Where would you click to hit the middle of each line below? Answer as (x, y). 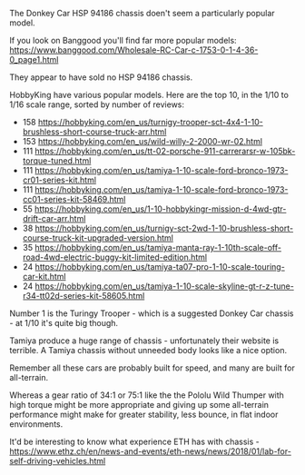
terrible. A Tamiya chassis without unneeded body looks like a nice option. (148, 350)
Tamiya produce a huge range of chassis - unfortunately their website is (144, 341)
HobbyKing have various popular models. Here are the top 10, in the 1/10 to (149, 95)
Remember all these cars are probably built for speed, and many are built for (152, 368)
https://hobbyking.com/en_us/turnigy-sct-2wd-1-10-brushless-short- (164, 228)
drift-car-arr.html (54, 218)
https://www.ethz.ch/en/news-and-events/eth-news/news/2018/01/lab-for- (151, 451)
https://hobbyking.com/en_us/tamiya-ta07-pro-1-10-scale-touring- (160, 267)
